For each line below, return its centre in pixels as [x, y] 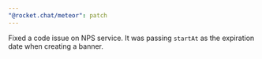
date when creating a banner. [56, 46]
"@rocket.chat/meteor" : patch [58, 15]
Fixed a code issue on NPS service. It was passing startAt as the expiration [131, 38]
